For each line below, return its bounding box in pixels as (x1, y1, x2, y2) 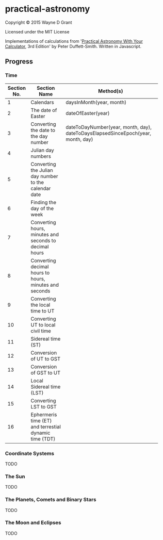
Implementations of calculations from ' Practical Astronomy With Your (5, 38, 143, 44)
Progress (5, 57, 33, 66)
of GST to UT (31, 369, 61, 376)
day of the (31, 205, 54, 212)
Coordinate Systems (5, 450, 54, 457)
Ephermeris (31, 411, 57, 418)
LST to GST (31, 403, 57, 410)
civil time (31, 327, 51, 334)
